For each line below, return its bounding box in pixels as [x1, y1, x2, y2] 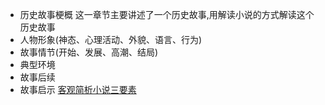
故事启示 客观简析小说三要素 [19, 84, 137, 95]
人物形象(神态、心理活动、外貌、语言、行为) [19, 34, 203, 45]
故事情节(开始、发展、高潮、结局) [19, 46, 159, 58]
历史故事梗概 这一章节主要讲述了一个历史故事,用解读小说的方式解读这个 [19, 9, 315, 20]
